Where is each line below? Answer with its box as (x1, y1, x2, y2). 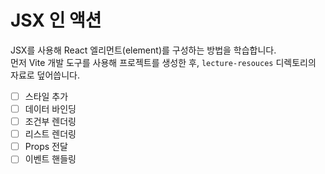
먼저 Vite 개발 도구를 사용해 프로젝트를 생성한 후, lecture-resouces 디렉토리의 (10, 56, 317, 68)
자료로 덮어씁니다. (10, 69, 81, 81)
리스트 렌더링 (24, 128, 77, 140)
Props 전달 (24, 141, 68, 153)
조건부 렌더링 (24, 116, 77, 128)
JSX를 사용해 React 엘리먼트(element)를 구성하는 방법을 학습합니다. (10, 44, 277, 56)
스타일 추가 (24, 90, 69, 102)
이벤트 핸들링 (24, 153, 77, 165)
